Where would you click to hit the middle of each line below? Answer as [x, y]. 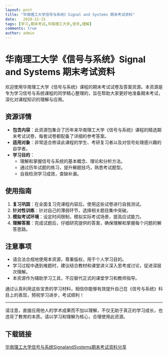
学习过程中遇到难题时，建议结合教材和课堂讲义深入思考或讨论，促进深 [85, 266]
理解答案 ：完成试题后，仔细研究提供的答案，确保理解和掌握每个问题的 [85, 223]
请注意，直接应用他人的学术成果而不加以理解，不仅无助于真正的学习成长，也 [84, 310]
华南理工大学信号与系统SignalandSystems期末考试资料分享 [66, 347]
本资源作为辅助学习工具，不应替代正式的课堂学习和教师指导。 [76, 278]
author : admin [20, 33]
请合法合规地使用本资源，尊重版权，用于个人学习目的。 [69, 259]
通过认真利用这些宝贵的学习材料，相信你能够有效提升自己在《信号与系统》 [82, 289]
